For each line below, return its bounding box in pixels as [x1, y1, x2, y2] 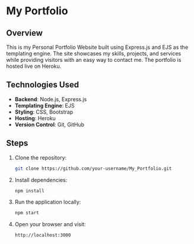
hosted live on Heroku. [6, 62, 62, 70]
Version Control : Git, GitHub [14, 121, 85, 128]
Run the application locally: [14, 198, 81, 206]
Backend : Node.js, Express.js [14, 95, 87, 102]
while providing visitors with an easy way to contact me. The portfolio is [6, 57, 182, 63]
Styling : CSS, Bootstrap [14, 108, 74, 115]
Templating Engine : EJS [14, 102, 75, 109]
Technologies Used [6, 80, 79, 90]
